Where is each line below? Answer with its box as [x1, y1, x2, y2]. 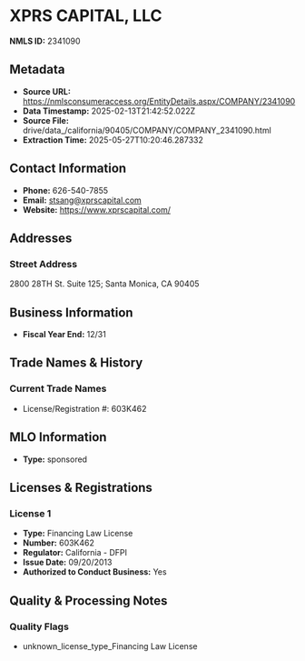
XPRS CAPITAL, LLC [9, 5, 162, 26]
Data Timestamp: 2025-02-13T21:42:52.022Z [22, 105, 196, 116]
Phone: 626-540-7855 [22, 185, 109, 195]
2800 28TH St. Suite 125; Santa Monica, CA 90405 [9, 278, 200, 289]
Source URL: [22, 85, 71, 96]
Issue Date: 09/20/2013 [22, 556, 113, 568]
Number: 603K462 [22, 537, 95, 548]
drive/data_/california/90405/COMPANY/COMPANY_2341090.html [22, 125, 272, 135]
